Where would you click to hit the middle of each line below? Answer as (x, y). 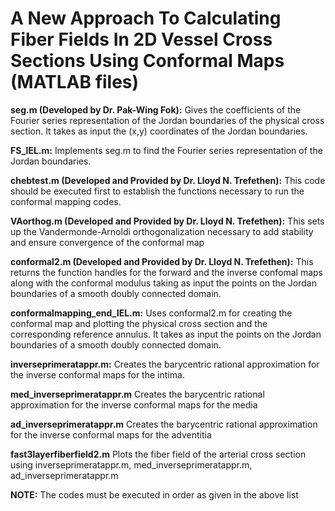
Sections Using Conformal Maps (147, 61)
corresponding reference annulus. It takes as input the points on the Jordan (166, 334)
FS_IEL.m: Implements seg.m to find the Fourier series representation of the (166, 150)
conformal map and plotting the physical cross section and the (139, 323)
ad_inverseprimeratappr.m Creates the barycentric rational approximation (164, 424)
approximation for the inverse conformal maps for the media (134, 404)
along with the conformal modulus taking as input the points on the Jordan (163, 283)
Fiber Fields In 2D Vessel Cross (141, 39)
